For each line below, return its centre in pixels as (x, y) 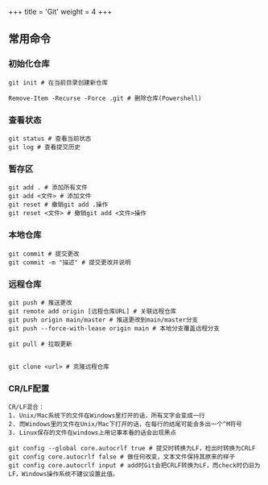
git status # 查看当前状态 (50, 139)
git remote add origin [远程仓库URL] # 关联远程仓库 (93, 311)
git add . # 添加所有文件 (48, 188)
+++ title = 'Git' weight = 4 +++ (60, 12)
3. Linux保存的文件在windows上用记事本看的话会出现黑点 (93, 433)
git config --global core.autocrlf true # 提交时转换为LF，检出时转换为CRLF (132, 449)
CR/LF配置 (29, 388)
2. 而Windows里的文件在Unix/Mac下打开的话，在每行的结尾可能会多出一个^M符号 (126, 425)
